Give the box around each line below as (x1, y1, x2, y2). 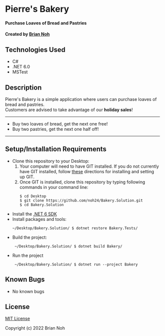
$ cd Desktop (19, 193, 47, 199)
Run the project (12, 252, 44, 258)
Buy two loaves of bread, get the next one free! (12, 121, 108, 126)
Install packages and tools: (12, 216, 67, 222)
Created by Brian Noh (5, 31, 50, 37)
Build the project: (12, 234, 47, 240)
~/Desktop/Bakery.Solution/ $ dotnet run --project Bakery (14, 262, 138, 267)
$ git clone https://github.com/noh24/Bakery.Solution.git (19, 198, 143, 203)
